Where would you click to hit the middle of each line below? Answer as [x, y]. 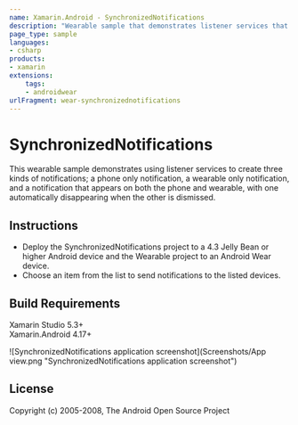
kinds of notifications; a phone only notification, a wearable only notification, [149, 178]
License [32, 389]
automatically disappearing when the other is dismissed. [113, 198]
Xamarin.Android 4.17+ [50, 334]
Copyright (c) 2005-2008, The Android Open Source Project [119, 410]
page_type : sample [43, 34]
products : [28, 59]
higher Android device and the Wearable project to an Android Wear [146, 257]
